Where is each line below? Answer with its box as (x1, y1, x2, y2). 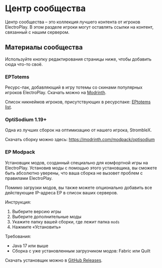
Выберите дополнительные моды (12, 214, 81, 220)
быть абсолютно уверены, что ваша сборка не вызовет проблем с (5, 170, 143, 176)
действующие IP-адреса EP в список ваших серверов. (5, 189, 118, 195)
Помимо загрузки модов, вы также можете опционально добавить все (5, 185, 152, 190)
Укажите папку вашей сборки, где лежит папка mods (12, 219, 120, 224)
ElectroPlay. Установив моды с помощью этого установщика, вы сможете (5, 165, 157, 171)
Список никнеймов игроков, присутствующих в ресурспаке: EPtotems (5, 99, 151, 105)
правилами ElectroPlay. (5, 175, 53, 181)
